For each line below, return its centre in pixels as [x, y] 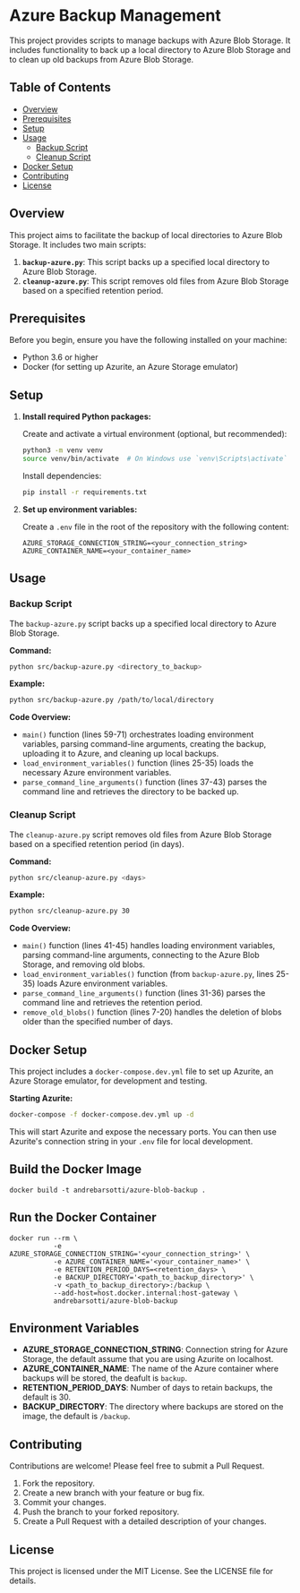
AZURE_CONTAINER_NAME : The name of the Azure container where [150, 1369]
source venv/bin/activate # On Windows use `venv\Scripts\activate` [155, 459]
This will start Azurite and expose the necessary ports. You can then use [143, 1131]
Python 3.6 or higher [60, 357]
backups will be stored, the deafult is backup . [105, 1378]
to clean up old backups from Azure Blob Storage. [102, 59]
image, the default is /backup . [76, 1417]
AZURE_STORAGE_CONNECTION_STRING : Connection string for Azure [155, 1349]
